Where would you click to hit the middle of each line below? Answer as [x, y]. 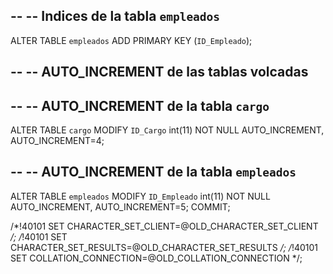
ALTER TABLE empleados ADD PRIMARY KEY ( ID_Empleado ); [131, 40]
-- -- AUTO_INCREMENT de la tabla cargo [140, 105]
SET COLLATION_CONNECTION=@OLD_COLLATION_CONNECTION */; [156, 258]
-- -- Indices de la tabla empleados [115, 16]
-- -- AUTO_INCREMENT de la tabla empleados [153, 172]
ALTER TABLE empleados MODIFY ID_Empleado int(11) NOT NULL [140, 196]
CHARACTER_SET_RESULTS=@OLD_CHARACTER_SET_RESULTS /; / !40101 [164, 247]
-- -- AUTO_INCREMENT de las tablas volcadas [159, 72]
